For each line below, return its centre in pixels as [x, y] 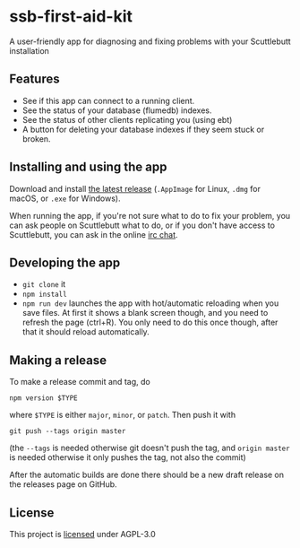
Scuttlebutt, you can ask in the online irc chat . [94, 234]
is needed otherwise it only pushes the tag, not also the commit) [128, 457]
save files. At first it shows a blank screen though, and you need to [145, 313]
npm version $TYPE [43, 398]
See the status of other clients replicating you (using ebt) [127, 119]
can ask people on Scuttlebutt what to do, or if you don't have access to [142, 225]
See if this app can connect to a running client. [108, 100]
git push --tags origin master [68, 431]
